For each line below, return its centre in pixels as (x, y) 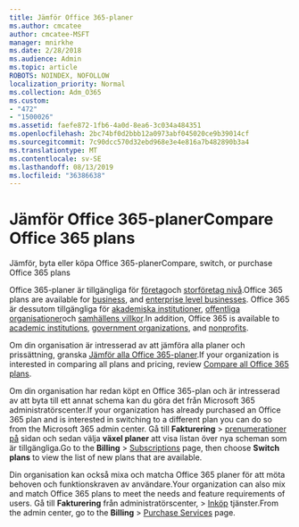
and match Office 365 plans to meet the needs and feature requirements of (147, 494)
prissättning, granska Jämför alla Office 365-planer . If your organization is (144, 355)
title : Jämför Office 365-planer (71, 17)
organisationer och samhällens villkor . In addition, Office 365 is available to (144, 319)
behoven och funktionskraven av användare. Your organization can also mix (147, 484)
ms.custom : (29, 100)
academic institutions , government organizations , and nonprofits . (129, 328)
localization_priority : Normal (67, 84)
